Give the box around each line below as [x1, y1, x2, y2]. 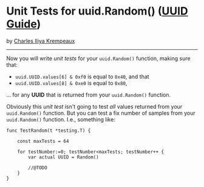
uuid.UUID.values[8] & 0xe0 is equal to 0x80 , [15, 79, 127, 86]
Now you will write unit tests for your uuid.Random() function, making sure [6, 55, 191, 62]
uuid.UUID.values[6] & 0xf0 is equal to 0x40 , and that [15, 73, 150, 80]
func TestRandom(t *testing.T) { [6, 127, 91, 134]
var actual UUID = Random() [28, 154, 99, 160]
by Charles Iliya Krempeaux [6, 37, 75, 44]
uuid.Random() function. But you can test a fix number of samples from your [6, 109, 195, 117]
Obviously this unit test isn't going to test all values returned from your [6, 103, 183, 110]
